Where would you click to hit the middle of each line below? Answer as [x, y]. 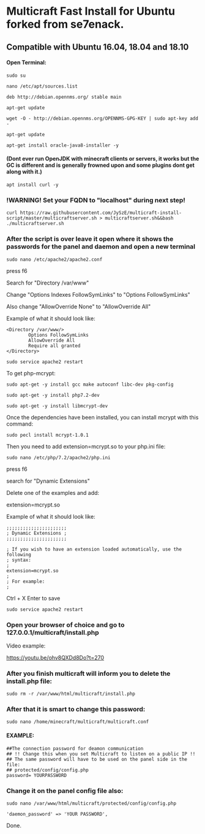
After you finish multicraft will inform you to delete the [88, 673]
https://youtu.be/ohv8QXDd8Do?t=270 [55, 657]
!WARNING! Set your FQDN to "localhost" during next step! [96, 200]
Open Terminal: [27, 63]
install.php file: [29, 681]
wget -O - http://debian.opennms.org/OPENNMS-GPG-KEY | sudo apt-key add [102, 118]
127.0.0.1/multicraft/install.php [53, 632]
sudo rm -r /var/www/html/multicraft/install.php [71, 694]
